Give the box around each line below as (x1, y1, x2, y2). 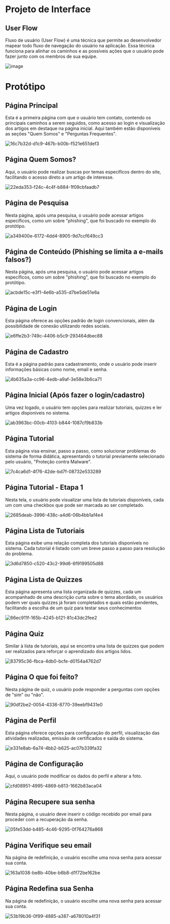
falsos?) (5, 255, 31, 264)
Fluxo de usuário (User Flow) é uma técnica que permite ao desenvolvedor (5, 37, 161, 43)
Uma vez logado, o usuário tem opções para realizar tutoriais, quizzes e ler (5, 404, 162, 410)
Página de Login (5, 304, 57, 313)
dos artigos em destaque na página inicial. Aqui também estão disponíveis (5, 125, 161, 131)
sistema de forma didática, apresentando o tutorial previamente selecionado (5, 453, 165, 459)
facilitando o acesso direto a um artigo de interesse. (5, 174, 114, 180)
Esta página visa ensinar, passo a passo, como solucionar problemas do (5, 448, 156, 454)
